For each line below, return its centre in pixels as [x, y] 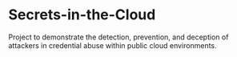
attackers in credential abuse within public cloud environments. [113, 45]
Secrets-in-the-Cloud [82, 15]
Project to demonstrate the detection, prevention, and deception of [118, 37]
